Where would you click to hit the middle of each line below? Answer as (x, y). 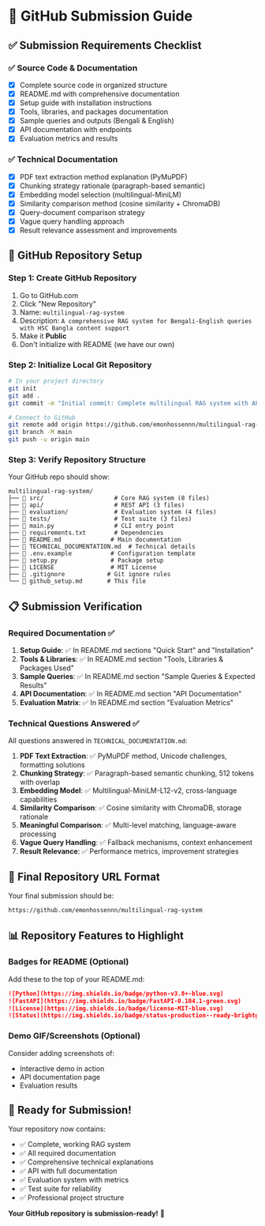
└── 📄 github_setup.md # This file (77, 581)
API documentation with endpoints (76, 130)
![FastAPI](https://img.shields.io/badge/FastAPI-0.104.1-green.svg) (125, 1001)
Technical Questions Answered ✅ (74, 723)
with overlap (40, 783)
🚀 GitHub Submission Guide (101, 16)
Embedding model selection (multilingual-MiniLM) (101, 194)
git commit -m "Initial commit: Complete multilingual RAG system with (128, 403)
